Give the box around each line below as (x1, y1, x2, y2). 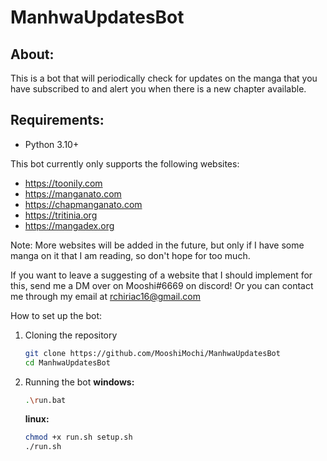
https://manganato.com (24, 187, 122, 200)
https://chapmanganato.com (24, 198, 143, 210)
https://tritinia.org (24, 209, 98, 221)
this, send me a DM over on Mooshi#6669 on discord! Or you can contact (10, 279, 314, 291)
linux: (24, 413, 50, 425)
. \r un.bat (24, 395, 67, 405)
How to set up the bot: (10, 309, 103, 321)
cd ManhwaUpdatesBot (24, 357, 111, 368)
